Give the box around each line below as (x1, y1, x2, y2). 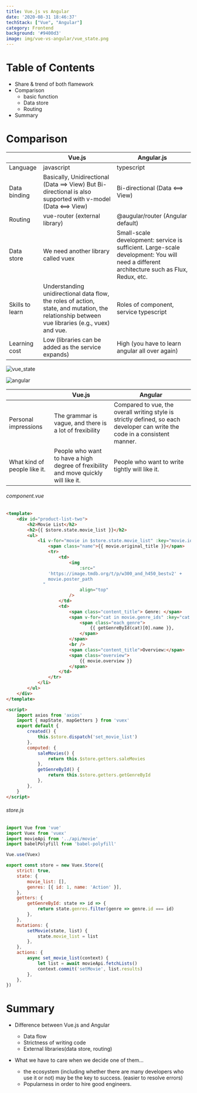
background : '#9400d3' (6, 31, 62, 36)
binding (9, 191, 30, 199)
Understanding (43, 282, 84, 290)
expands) (43, 350, 69, 358)
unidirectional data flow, (43, 289, 110, 297)
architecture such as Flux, (116, 265, 188, 273)
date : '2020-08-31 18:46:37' (6, 14, 77, 20)
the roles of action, (43, 297, 95, 305)
